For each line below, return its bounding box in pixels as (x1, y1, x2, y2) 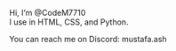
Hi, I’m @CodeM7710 (9, 8, 86, 18)
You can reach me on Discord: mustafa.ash (9, 34, 167, 44)
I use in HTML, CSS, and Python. (9, 17, 129, 27)
